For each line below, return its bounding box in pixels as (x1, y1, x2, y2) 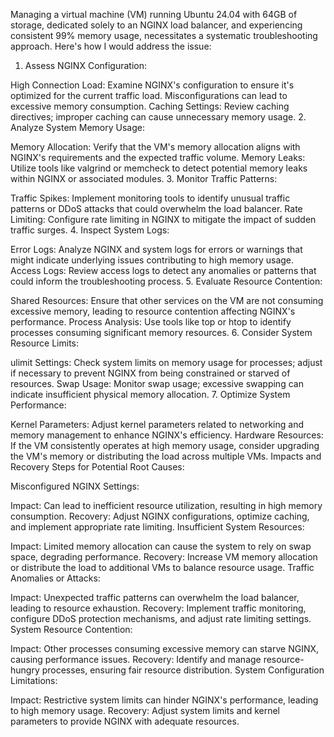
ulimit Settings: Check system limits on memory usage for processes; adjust (10, 357, 323, 368)
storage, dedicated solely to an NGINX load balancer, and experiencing (10, 19, 303, 31)
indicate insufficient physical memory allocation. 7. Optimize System (10, 389, 291, 400)
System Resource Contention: (10, 624, 133, 635)
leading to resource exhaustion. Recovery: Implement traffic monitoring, (10, 602, 307, 614)
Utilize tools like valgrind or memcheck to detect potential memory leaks (10, 162, 308, 174)
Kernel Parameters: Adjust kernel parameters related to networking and (10, 419, 305, 430)
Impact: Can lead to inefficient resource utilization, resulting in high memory (10, 500, 323, 511)
